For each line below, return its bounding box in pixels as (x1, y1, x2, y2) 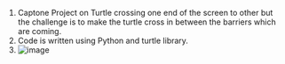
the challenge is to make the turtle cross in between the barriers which (17, 17, 277, 27)
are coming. (17, 26, 62, 36)
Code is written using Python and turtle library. (17, 35, 189, 46)
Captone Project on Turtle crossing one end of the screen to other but (17, 8, 273, 18)
